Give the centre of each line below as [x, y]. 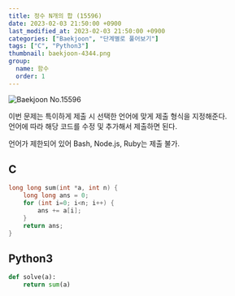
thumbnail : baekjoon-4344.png [60, 54]
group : [20, 62]
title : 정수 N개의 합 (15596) [55, 16]
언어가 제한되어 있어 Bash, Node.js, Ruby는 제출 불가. [94, 144]
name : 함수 [33, 69]
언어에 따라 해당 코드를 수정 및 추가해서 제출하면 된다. [93, 126]
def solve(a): [33, 277]
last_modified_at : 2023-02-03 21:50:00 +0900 [87, 31]
